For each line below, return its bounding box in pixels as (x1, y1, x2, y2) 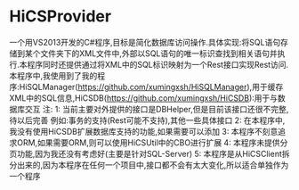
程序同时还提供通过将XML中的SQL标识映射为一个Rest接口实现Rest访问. (27, 59, 289, 70)
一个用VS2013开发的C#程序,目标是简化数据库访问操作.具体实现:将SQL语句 (9, 37, 281, 47)
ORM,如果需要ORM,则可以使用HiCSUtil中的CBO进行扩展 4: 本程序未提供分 (16, 136, 288, 148)
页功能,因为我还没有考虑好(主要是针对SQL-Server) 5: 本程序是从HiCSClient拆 (9, 148, 290, 159)
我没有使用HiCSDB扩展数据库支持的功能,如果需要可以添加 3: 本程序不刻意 (9, 126, 279, 136)
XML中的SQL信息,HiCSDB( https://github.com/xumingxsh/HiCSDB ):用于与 (9, 92, 279, 103)
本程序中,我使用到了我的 (9, 70, 98, 81)
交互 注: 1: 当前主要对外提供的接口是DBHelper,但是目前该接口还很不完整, (24, 103, 289, 114)
